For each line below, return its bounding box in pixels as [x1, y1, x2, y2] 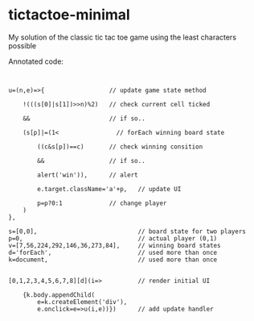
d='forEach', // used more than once [8, 248, 218, 256]
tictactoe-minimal [8, 6, 130, 24]
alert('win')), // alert [37, 171, 138, 179]
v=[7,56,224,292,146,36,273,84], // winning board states [8, 241, 221, 249]
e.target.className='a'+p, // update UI [37, 185, 182, 193]
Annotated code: [8, 56, 64, 66]
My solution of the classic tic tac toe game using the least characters [8, 32, 237, 42]
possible [8, 40, 37, 50]
